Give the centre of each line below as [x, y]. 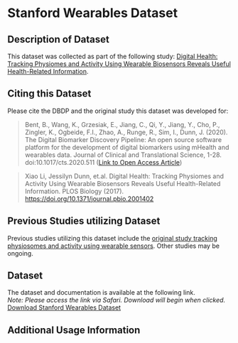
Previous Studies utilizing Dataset [84, 221]
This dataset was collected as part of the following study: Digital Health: [113, 56]
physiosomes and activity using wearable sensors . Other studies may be [114, 246]
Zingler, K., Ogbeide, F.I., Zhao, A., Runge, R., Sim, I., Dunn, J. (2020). [126, 132]
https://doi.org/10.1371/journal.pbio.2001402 [89, 198]
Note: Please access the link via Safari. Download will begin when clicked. [117, 300]
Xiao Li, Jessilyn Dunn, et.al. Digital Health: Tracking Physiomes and [124, 176]
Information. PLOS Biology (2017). [74, 191]
